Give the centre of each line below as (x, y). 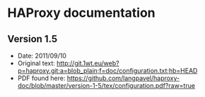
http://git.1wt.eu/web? (88, 63)
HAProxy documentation (81, 13)
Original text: (36, 63)
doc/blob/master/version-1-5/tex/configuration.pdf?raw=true (106, 85)
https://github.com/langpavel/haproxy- (123, 78)
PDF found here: (41, 78)
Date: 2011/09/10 (42, 56)
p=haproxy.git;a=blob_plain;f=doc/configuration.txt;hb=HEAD (107, 71)
